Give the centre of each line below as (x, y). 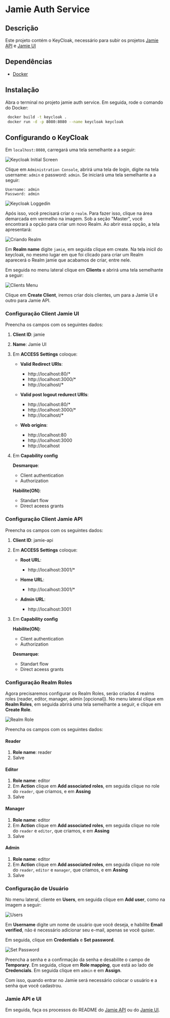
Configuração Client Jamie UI (42, 314)
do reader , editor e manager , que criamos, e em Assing (70, 870)
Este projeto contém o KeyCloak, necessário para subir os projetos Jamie (82, 40)
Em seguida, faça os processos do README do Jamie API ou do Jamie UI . (83, 1010)
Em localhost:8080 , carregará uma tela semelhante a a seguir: (71, 150)
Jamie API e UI (23, 999)
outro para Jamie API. (28, 301)
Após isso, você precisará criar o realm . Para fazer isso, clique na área (79, 213)
